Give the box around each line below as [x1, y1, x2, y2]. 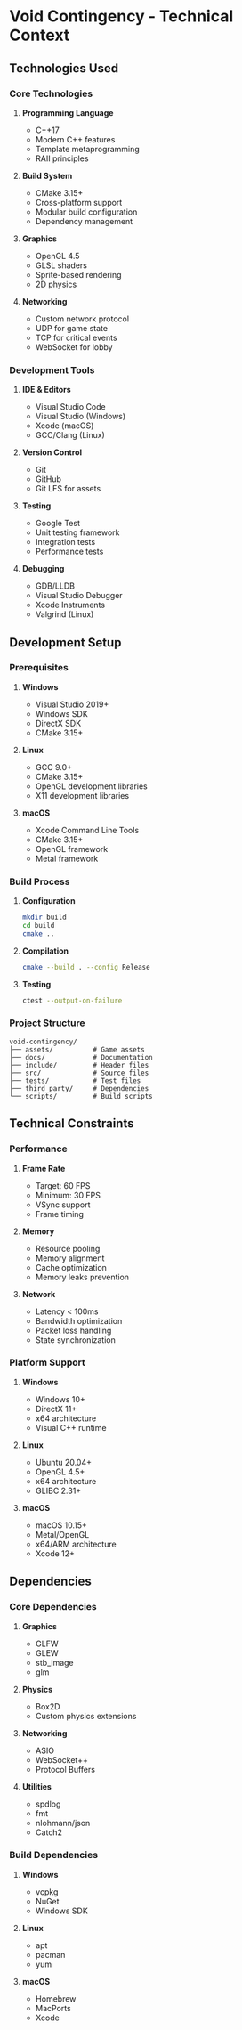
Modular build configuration [35, 207, 138, 217]
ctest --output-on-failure [21, 995, 123, 1005]
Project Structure [9, 1017, 85, 1029]
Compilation [21, 946, 69, 956]
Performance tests [35, 546, 104, 557]
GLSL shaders [35, 260, 87, 271]
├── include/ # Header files [9, 1060, 149, 1069]
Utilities [21, 1781, 52, 1791]
